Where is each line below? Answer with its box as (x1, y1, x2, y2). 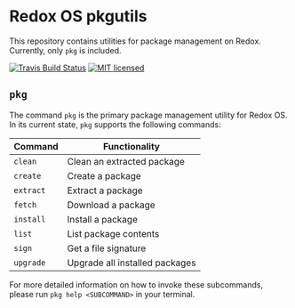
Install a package (67, 213, 138, 225)
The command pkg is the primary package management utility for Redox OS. (9, 109, 288, 120)
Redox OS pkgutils (9, 6, 147, 27)
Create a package (67, 169, 142, 182)
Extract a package (67, 184, 144, 197)
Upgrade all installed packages (67, 256, 196, 269)
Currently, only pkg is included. (9, 45, 122, 55)
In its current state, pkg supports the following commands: (9, 118, 222, 130)
